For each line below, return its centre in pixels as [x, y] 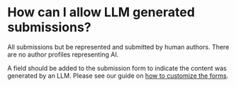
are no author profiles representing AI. [63, 54]
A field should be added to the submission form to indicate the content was [117, 68]
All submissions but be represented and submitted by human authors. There [118, 47]
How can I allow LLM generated [101, 12]
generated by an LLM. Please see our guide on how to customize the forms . [118, 76]
